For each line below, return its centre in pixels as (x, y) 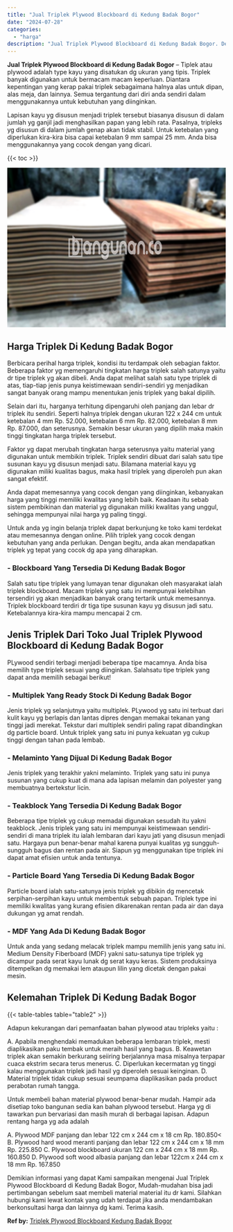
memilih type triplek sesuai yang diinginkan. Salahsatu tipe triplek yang (109, 670)
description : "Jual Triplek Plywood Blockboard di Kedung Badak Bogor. (113, 44)
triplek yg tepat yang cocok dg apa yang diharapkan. (83, 550)
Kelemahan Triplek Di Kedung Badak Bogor (102, 998)
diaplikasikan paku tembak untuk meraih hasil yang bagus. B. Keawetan (109, 1048)
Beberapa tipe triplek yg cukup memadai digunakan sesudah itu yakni (107, 821)
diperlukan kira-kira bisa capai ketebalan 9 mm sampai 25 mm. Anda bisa (112, 137)
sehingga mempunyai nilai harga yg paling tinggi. (77, 514)
